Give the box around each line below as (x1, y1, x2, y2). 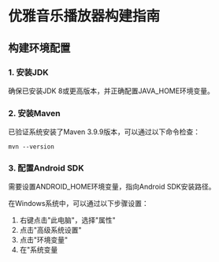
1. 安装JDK (8, 66, 49, 77)
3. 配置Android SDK (8, 163, 84, 174)
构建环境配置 (8, 41, 71, 54)
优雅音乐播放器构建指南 (8, 7, 161, 25)
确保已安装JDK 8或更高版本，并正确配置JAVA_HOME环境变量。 (8, 86, 214, 95)
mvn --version (8, 143, 55, 151)
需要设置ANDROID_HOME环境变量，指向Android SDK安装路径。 (8, 182, 216, 192)
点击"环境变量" (19, 235, 69, 245)
